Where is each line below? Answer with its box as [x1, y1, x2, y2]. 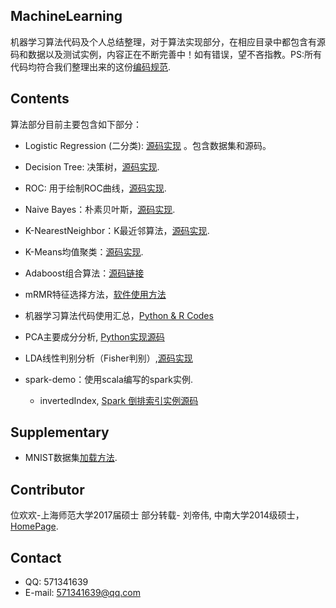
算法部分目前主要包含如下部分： [10, 118, 142, 130]
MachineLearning [10, 8, 123, 25]
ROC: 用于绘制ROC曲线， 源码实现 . [24, 182, 167, 194]
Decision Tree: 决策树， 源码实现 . [24, 160, 160, 173]
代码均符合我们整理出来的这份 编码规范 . [10, 60, 172, 73]
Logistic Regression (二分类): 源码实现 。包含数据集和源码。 [24, 139, 272, 151]
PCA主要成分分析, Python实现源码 [24, 330, 165, 343]
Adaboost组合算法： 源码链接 [24, 267, 145, 279]
